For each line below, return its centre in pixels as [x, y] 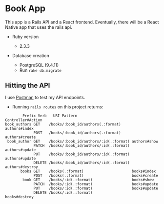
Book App [25, 9]
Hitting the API [28, 86]
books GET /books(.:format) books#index [88, 171]
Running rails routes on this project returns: [58, 107]
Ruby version [25, 37]
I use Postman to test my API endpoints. [45, 97]
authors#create [20, 137]
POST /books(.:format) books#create [96, 175]
